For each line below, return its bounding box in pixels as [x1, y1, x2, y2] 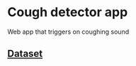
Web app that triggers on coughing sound [7, 27, 130, 36]
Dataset [7, 48, 43, 60]
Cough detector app [7, 4, 128, 20]
